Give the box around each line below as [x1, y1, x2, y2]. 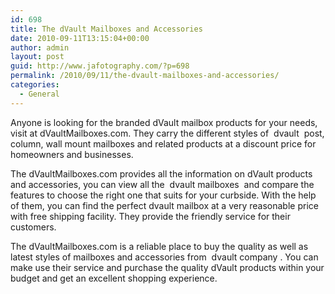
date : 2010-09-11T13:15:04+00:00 [10, 33, 150, 43]
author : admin [10, 42, 70, 53]
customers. [10, 221, 57, 233]
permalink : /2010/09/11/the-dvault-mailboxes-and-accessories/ [10, 71, 280, 81]
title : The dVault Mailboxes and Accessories [10, 24, 203, 34]
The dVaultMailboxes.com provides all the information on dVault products [10, 167, 313, 180]
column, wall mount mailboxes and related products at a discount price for [10, 137, 317, 150]
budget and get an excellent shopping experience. [10, 272, 218, 284]
